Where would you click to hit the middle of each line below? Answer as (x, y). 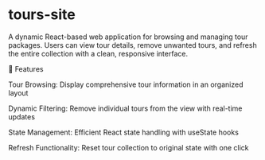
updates (22, 116)
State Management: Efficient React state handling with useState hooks (123, 132)
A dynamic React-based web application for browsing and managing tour (128, 37)
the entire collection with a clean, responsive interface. (98, 53)
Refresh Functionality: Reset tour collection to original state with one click (129, 147)
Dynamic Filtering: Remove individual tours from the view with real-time (125, 108)
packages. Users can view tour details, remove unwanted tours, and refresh (132, 45)
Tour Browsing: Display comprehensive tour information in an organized (126, 84)
